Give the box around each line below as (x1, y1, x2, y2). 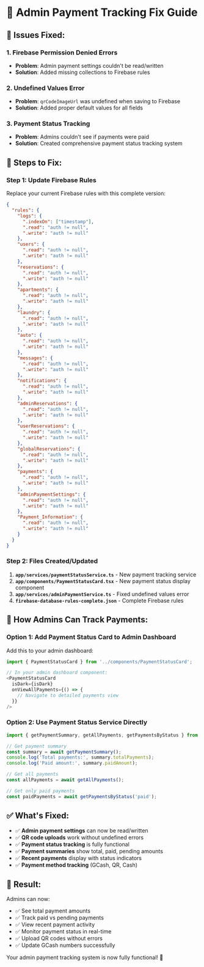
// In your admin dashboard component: (6, 669, 108, 676)
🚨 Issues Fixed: (6, 30, 65, 40)
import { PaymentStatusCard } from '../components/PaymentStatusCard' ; (6, 658, 192, 665)
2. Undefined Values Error (6, 84, 85, 92)
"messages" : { (17, 355, 53, 361)
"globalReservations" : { (17, 446, 81, 452)
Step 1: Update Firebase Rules (6, 175, 97, 184)
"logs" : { (17, 213, 43, 219)
